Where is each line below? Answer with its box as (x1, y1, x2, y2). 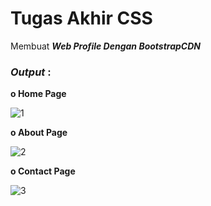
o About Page (10, 127, 68, 139)
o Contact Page (10, 165, 76, 177)
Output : (10, 65, 52, 79)
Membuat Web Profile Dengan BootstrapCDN (10, 40, 201, 52)
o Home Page (10, 88, 67, 100)
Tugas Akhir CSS (10, 7, 153, 30)
